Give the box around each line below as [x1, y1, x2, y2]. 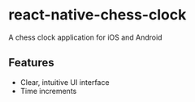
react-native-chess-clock [8, 6, 187, 24]
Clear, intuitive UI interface [19, 77, 110, 87]
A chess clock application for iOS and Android [8, 32, 162, 42]
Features [8, 56, 54, 70]
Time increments [19, 86, 77, 96]
